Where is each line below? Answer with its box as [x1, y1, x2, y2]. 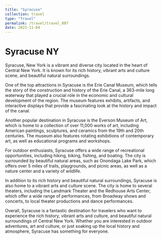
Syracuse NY [5, 46, 59, 57]
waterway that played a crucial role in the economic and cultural [5, 92, 134, 98]
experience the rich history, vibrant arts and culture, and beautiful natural [5, 213, 152, 219]
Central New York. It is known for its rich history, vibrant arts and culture [5, 68, 150, 74]
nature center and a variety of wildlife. [5, 168, 82, 174]
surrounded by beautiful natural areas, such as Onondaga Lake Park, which [5, 158, 157, 164]
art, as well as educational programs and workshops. [5, 138, 111, 144]
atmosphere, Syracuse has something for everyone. [5, 228, 109, 234]
